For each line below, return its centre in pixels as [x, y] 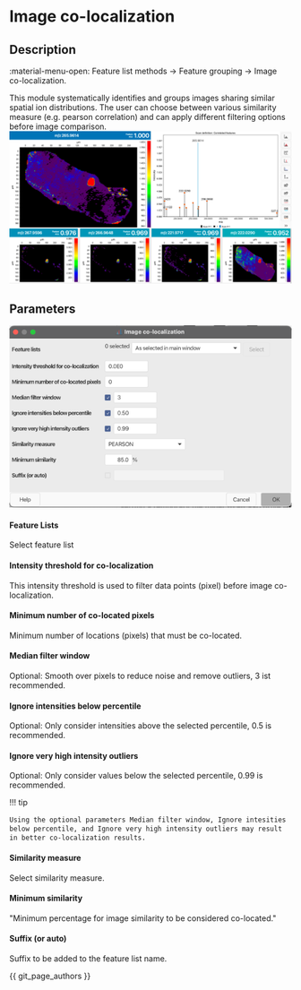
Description [43, 50]
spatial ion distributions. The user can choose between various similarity [143, 108]
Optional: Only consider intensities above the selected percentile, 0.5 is [141, 726]
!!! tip [19, 803]
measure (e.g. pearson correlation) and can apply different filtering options [147, 117]
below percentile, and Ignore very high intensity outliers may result [146, 829]
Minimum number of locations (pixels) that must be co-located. [126, 635]
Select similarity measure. [57, 878]
